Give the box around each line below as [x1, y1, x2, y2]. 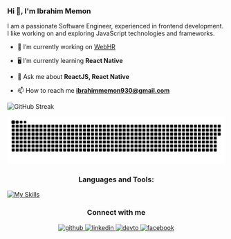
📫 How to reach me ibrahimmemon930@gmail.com [17, 87, 170, 95]
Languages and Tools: [78, 175, 154, 184]
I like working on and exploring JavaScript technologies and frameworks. [7, 29, 215, 37]
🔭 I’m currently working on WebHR [17, 43, 116, 51]
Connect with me [86, 208, 146, 218]
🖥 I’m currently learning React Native [17, 57, 123, 65]
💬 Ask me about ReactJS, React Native [17, 73, 130, 81]
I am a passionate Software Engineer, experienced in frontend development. [7, 22, 224, 30]
